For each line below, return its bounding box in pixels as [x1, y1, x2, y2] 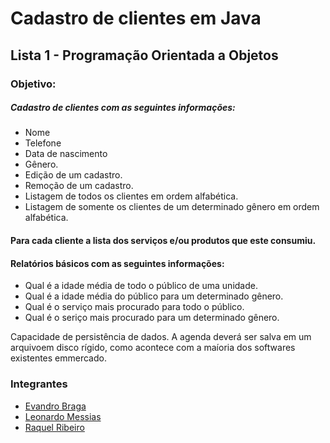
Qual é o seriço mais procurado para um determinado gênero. [24, 312, 280, 324]
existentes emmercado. [10, 352, 107, 364]
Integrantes [10, 377, 68, 391]
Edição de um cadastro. [24, 169, 123, 181]
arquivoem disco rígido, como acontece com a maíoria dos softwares [10, 342, 296, 354]
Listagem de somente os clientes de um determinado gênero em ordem [24, 201, 320, 213]
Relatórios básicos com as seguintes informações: [10, 257, 225, 269]
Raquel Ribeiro [24, 421, 85, 433]
